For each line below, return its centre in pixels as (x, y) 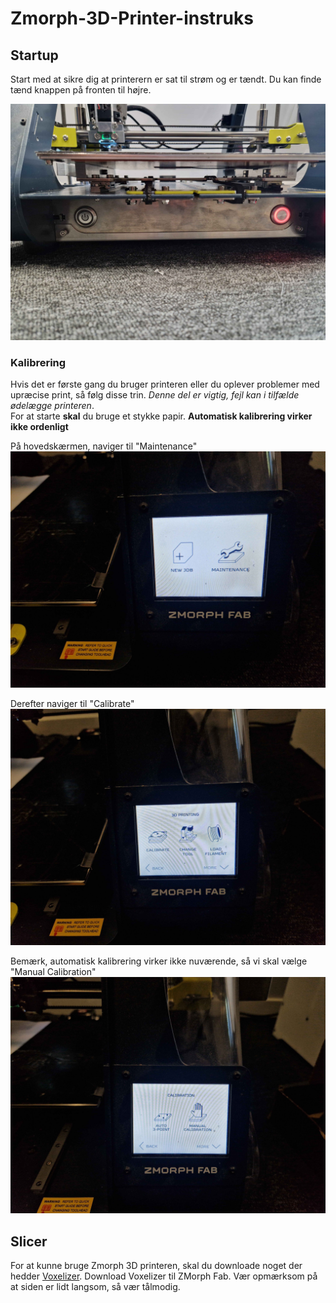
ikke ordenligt (39, 427)
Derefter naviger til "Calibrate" (72, 704)
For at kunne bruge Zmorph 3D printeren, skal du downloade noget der (156, 1266)
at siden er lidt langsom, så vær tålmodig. (95, 1287)
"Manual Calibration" (53, 972)
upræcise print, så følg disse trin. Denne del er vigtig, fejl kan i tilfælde (155, 395)
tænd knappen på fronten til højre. (81, 90)
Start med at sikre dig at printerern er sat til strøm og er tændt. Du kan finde (166, 79)
